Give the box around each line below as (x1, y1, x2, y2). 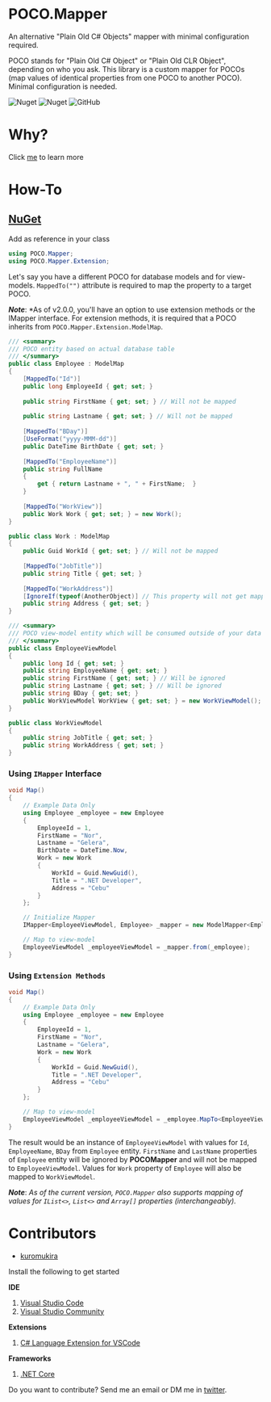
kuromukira (19, 1251, 58, 1261)
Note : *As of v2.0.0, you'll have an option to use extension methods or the (8, 304, 256, 314)
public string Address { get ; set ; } (23, 599, 150, 608)
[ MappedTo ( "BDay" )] (23, 427, 89, 436)
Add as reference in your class (8, 233, 110, 243)
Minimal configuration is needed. (8, 82, 118, 91)
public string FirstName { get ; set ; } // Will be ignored (23, 674, 226, 682)
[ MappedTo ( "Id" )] (23, 375, 81, 383)
